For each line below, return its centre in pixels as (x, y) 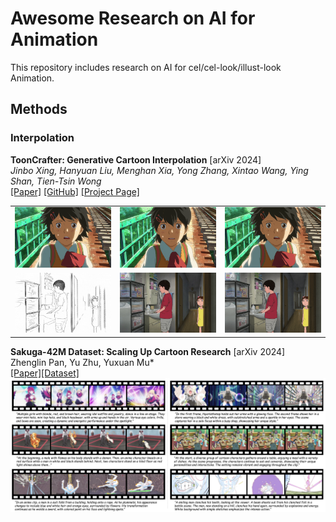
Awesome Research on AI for (133, 18)
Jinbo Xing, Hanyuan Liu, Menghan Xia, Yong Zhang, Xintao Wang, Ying (159, 170)
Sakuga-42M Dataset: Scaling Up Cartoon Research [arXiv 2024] (148, 351)
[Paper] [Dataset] (45, 373)
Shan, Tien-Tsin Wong (56, 181)
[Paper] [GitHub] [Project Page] (75, 191)
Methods (39, 109)
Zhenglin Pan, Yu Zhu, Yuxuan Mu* (82, 362)
